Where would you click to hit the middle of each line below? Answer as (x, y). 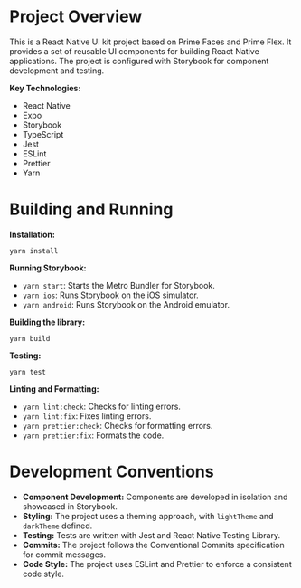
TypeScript (43, 134)
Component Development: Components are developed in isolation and (155, 497)
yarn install (34, 251)
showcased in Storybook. (70, 506)
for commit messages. (64, 555)
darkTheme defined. (57, 526)
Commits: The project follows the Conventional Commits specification (153, 545)
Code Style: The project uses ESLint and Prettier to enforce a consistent (157, 564)
